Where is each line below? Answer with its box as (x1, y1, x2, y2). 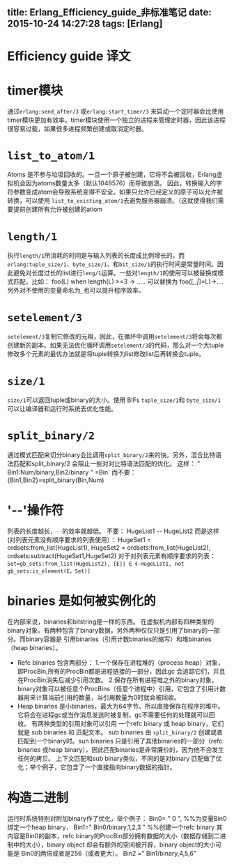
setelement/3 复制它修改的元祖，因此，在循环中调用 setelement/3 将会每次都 (7, 332, 223, 341)
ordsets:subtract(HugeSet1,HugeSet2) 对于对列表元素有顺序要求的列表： (7, 552, 216, 560)
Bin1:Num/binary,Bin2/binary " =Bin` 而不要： (7, 468, 136, 477)
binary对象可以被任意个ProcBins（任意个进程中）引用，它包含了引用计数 (17, 685, 226, 693)
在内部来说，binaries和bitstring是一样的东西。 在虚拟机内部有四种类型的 (7, 617, 214, 626)
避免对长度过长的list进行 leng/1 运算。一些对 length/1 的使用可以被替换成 (13, 269, 218, 277)
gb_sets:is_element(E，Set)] (7, 568, 91, 575)
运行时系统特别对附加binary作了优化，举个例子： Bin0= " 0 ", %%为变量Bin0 (7, 815, 227, 823)
